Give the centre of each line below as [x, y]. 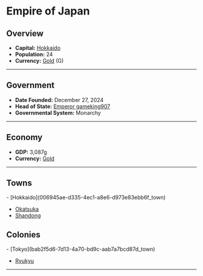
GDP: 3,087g [31, 152]
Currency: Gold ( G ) [39, 61]
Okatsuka [27, 209]
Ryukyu [24, 261]
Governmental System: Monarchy [58, 112]
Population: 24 [34, 54]
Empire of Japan [48, 11]
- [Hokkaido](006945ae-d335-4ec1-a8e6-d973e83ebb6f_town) [86, 197]
